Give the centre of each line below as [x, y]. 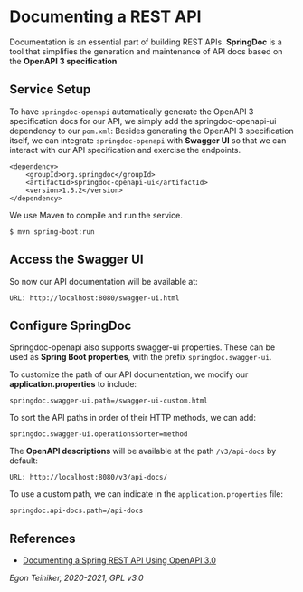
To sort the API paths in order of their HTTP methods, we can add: [133, 418]
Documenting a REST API [105, 17]
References [43, 538]
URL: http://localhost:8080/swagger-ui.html [95, 298]
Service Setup [50, 89]
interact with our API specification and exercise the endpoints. [125, 150]
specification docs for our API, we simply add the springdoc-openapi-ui [143, 121]
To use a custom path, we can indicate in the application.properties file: [146, 494]
